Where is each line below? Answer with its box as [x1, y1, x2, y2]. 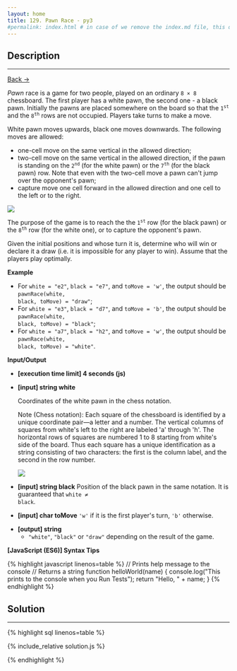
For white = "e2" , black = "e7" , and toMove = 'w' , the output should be [17, 282, 226, 291]
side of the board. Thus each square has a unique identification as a [17, 440, 216, 449]
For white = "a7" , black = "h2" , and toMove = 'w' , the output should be [17, 327, 226, 336]
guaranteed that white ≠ [17, 490, 88, 498]
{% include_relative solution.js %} [7, 642, 106, 650]
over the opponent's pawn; [17, 176, 97, 185]
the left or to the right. [17, 192, 82, 200]
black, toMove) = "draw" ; [17, 297, 93, 305]
